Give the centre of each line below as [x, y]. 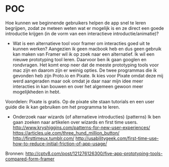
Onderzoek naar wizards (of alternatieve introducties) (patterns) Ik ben [87, 116]
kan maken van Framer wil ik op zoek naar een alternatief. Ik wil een [83, 54]
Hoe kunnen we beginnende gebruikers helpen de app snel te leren [76, 23]
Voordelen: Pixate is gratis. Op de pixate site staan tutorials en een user [80, 101]
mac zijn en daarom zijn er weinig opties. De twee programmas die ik [85, 70]
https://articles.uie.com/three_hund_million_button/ [66, 133]
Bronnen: [15, 153]
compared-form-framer [30, 159]
